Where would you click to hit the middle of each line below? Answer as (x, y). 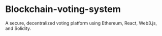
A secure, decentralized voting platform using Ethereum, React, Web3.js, (81, 23)
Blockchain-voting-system (63, 9)
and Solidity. (18, 28)
